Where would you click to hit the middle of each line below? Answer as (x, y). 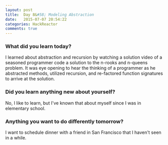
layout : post (19, 10)
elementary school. (25, 108)
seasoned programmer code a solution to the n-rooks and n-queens (77, 63)
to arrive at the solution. (30, 79)
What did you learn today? (39, 46)
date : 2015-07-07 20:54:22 (36, 19)
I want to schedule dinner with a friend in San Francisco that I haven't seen (83, 132)
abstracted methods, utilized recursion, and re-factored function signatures (84, 73)
